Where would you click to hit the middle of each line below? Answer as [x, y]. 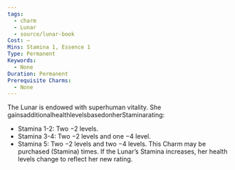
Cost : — [19, 41]
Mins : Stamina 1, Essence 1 [49, 47]
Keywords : [22, 61]
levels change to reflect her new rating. [75, 159]
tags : [15, 14]
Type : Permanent [31, 54]
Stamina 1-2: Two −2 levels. [58, 129]
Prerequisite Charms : [40, 80]
